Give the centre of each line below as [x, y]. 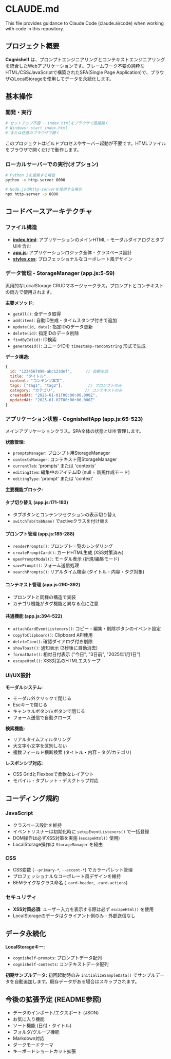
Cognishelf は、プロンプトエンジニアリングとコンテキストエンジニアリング [85, 59]
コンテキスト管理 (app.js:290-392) [43, 585]
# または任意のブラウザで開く [33, 133]
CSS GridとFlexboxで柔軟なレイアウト [53, 774]
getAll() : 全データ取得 [37, 313]
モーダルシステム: [24, 688]
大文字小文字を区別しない [40, 746]
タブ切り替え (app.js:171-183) [37, 502]
